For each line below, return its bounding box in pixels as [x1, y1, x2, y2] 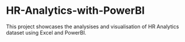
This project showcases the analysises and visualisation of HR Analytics [6, 23, 179, 30]
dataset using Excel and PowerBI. [6, 29, 86, 36]
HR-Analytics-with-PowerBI [6, 4, 145, 17]
